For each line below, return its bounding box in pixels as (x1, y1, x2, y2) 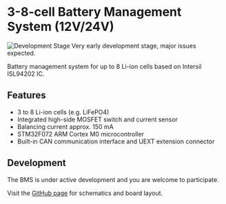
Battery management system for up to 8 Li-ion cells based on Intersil (7, 62, 202, 70)
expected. (7, 49, 36, 57)
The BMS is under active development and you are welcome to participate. (7, 175, 219, 183)
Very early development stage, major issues (71, 41, 196, 50)
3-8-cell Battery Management (7, 4, 182, 20)
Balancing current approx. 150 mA (17, 122, 114, 131)
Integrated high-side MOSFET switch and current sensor (17, 115, 178, 123)
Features (7, 90, 46, 101)
